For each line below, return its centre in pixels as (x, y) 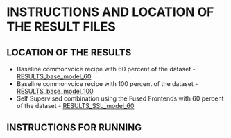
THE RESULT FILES (61, 27)
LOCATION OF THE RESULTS (69, 52)
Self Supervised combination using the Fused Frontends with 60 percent (120, 98)
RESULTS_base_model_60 (54, 76)
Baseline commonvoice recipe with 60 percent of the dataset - (106, 69)
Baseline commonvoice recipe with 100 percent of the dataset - (107, 84)
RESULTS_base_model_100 (55, 91)
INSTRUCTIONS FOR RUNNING (74, 128)
